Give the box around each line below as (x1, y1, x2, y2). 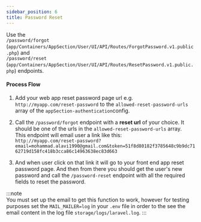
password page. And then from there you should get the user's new (14, 165, 183, 172)
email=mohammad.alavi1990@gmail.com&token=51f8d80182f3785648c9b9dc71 (14, 143, 196, 149)
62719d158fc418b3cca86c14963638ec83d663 (14, 148, 118, 154)
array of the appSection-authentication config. (14, 106, 130, 114)
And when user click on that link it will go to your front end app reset (14, 159, 184, 166)
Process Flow (6, 81, 41, 88)
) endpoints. (14, 67, 44, 74)
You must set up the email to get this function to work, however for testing (6, 196, 190, 203)
